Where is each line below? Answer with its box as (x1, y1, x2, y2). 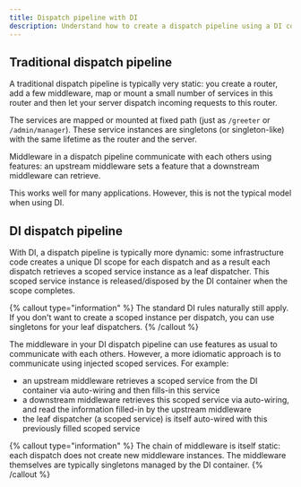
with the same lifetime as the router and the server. (9, 134, 197, 144)
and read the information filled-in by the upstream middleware (21, 404, 253, 415)
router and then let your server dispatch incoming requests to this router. (9, 98, 278, 109)
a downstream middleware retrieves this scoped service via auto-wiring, (21, 395, 289, 405)
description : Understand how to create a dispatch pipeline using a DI (9, 22, 282, 30)
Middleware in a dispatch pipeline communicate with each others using (9, 152, 272, 162)
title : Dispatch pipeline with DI (9, 13, 139, 22)
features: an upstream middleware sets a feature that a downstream (9, 161, 260, 171)
